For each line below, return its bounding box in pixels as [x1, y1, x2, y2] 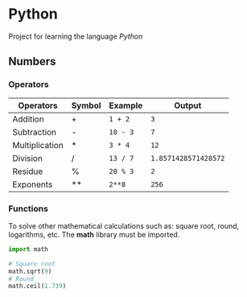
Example [109, 100, 143, 111]
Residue [12, 166, 43, 177]
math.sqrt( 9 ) [8, 267, 52, 275]
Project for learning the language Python [8, 31, 143, 41]
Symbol [71, 100, 102, 111]
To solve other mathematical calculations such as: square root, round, [8, 221, 240, 230]
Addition [12, 113, 44, 125]
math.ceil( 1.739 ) [8, 283, 67, 291]
